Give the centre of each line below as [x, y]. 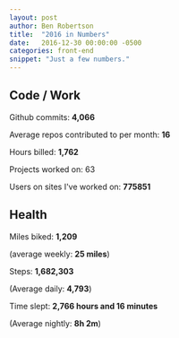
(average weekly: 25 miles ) [60, 254]
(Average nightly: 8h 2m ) [55, 323]
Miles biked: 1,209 [43, 236]
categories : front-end [51, 51]
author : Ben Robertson [51, 26]
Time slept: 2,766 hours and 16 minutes [84, 306]
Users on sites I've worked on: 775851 [80, 186]
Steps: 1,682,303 [42, 271]
